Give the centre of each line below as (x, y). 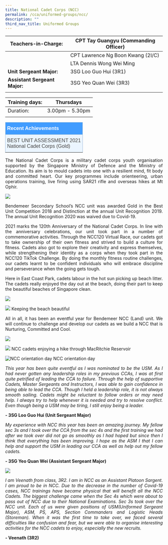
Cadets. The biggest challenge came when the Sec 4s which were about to (84, 496)
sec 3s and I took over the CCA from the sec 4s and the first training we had (84, 430)
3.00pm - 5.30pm (69, 111)
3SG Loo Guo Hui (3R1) (98, 72)
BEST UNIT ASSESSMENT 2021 (44, 141)
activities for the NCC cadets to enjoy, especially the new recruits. (73, 528)
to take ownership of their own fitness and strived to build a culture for (84, 242)
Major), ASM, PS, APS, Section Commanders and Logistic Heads (84, 512)
